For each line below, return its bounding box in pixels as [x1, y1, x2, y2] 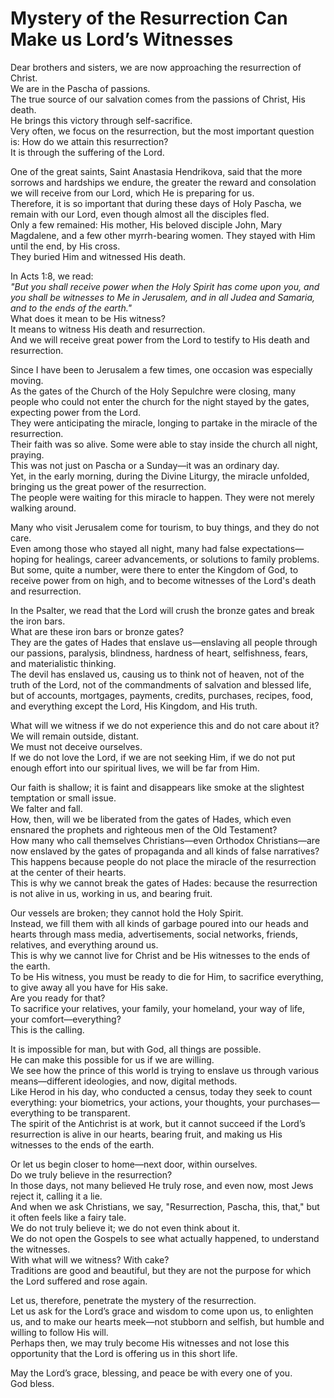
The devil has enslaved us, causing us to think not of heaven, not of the [10, 668, 305, 680]
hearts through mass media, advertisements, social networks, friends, [10, 928, 299, 940]
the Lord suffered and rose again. [10, 1275, 148, 1287]
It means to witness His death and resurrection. [10, 323, 206, 335]
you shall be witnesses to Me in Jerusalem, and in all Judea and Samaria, [10, 291, 316, 303]
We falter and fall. [10, 802, 83, 814]
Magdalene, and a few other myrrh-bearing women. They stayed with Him [10, 229, 316, 241]
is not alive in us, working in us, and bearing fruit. [10, 887, 213, 899]
